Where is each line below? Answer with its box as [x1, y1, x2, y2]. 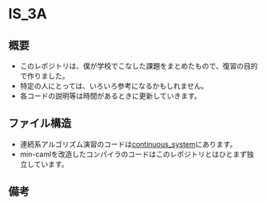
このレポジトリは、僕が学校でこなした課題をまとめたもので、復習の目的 [19, 61, 258, 70]
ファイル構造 [8, 116, 72, 130]
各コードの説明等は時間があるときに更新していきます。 [19, 91, 201, 101]
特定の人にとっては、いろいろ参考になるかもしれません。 [19, 81, 208, 90]
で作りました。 [19, 71, 69, 81]
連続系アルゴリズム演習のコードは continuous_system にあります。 [19, 139, 237, 148]
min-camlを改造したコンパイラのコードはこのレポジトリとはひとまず [19, 149, 248, 159]
